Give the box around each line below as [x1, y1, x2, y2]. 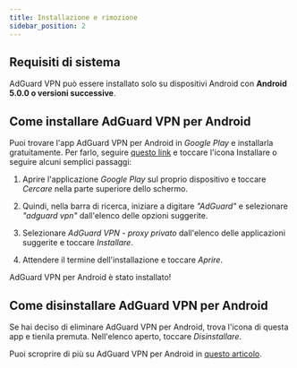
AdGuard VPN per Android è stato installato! [9, 272, 172, 283]
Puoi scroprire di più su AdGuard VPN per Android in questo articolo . [9, 348, 262, 359]
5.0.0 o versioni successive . [9, 88, 116, 98]
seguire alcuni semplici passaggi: [9, 157, 132, 167]
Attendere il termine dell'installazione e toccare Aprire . [21, 254, 224, 265]
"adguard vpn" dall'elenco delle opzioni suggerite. [21, 210, 208, 221]
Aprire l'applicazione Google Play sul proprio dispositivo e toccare [21, 174, 267, 184]
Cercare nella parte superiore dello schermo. [21, 184, 188, 194]
